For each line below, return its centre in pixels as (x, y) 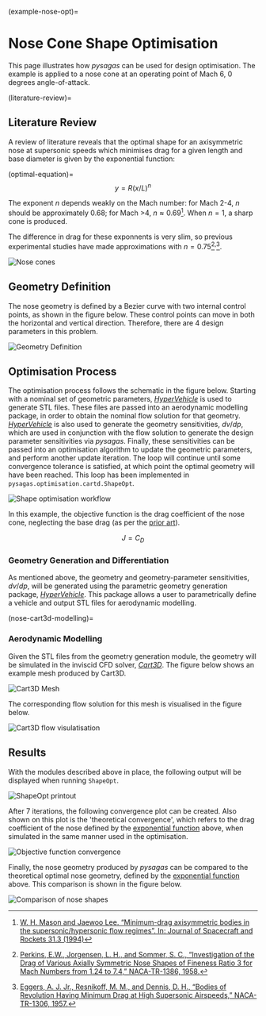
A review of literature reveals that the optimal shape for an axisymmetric (125, 141)
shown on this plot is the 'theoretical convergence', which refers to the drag (131, 819)
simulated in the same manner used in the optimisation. (98, 836)
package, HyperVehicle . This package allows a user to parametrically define (133, 595)
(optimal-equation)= (41, 174)
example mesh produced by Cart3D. (67, 673)
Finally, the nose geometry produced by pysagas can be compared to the (128, 867)
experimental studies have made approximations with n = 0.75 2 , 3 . (115, 246)
